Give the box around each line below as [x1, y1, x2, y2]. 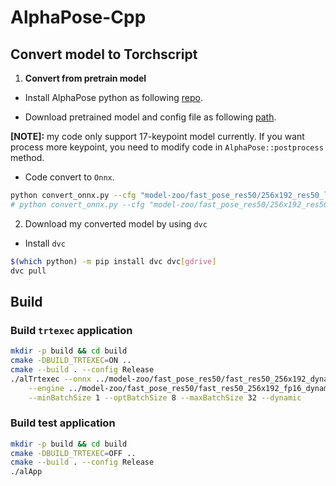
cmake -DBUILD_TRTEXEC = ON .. [10, 356, 132, 366]
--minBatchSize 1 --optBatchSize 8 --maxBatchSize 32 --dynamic [28, 392, 302, 403]
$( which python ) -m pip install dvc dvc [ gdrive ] [10, 256, 217, 266]
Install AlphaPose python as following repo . [24, 92, 203, 103]
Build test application [10, 416, 116, 430]
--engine [28, 383, 65, 393]
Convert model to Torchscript [10, 46, 198, 63]
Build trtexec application [10, 323, 133, 337]
